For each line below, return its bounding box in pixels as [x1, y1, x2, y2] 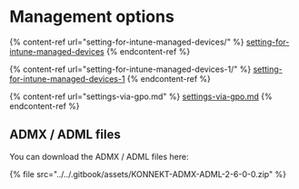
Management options [9, 6, 174, 27]
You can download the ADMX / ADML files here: [9, 151, 189, 162]
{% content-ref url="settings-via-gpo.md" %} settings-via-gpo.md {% [9, 91, 273, 102]
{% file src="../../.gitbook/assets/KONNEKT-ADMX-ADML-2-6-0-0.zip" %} [9, 168, 286, 179]
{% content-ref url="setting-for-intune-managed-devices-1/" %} [9, 64, 252, 75]
